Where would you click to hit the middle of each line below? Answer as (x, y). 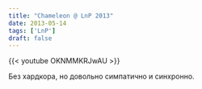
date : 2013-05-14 (38, 23)
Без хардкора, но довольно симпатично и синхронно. (102, 76)
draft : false (30, 38)
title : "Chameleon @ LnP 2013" (61, 16)
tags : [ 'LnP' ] (32, 30)
